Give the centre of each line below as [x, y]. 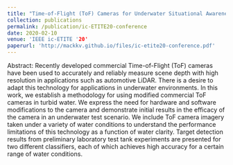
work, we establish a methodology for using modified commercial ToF [107, 95]
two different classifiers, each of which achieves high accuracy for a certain [115, 147]
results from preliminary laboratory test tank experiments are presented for [114, 139]
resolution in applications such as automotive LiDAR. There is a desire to [110, 80]
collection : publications [44, 20]
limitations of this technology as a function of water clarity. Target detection [115, 132]
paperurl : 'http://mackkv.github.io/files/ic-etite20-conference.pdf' [111, 46]
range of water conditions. [45, 154]
